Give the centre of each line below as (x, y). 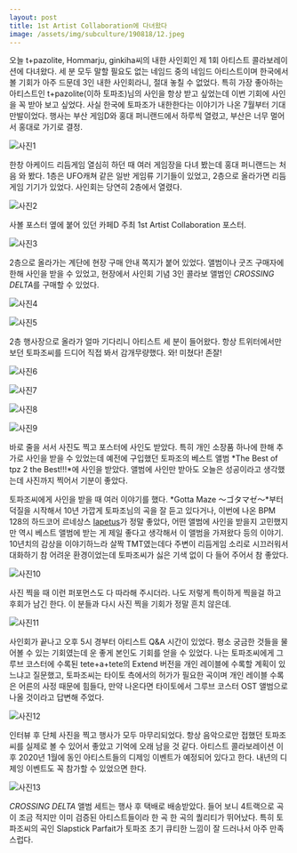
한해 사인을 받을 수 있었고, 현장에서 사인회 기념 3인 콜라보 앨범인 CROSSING (142, 274)
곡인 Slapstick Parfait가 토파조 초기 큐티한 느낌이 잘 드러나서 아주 (154, 829)
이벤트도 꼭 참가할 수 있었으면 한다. (86, 769)
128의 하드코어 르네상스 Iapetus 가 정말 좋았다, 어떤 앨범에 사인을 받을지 (133, 522)
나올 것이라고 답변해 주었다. (57, 697)
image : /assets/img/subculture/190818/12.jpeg (97, 34)
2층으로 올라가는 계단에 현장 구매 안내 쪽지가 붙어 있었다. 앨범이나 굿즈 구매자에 (147, 262)
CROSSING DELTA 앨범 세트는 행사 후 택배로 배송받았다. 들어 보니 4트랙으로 (142, 807)
